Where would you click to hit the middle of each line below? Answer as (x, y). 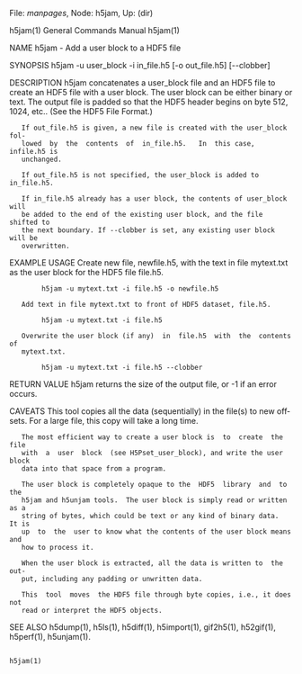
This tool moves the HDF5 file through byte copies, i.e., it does (156, 595)
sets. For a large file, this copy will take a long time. (104, 421)
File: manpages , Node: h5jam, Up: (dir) (81, 13)
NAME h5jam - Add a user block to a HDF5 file (95, 48)
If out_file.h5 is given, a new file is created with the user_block (154, 128)
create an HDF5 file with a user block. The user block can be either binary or (151, 92)
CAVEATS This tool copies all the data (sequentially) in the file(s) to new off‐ (150, 411)
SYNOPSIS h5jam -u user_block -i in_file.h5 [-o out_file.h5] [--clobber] (140, 65)
